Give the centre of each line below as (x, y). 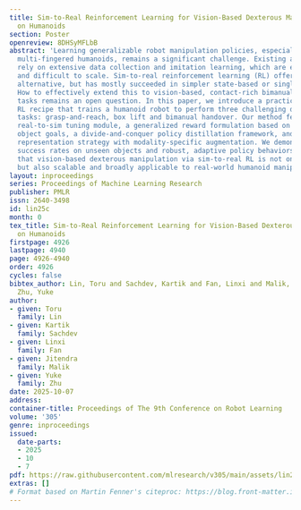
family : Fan (40, 350)
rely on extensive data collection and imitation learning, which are (152, 68)
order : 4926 (31, 268)
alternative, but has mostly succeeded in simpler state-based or (144, 84)
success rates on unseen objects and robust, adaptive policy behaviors (156, 150)
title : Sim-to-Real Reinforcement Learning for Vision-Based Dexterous (146, 17)
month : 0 (26, 217)
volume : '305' (36, 417)
